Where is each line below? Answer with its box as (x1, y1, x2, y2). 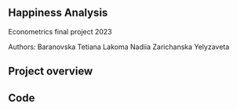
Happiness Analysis (8, 6, 108, 20)
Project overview (8, 65, 93, 78)
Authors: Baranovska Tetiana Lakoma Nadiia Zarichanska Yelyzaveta (8, 42, 230, 51)
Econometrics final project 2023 (8, 27, 112, 36)
